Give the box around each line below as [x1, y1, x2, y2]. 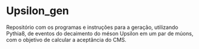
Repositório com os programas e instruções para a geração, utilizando [6, 24, 178, 31]
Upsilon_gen [6, 4, 70, 18]
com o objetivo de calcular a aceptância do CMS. [6, 36, 127, 43]
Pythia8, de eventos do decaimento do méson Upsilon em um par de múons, [6, 30, 194, 37]
